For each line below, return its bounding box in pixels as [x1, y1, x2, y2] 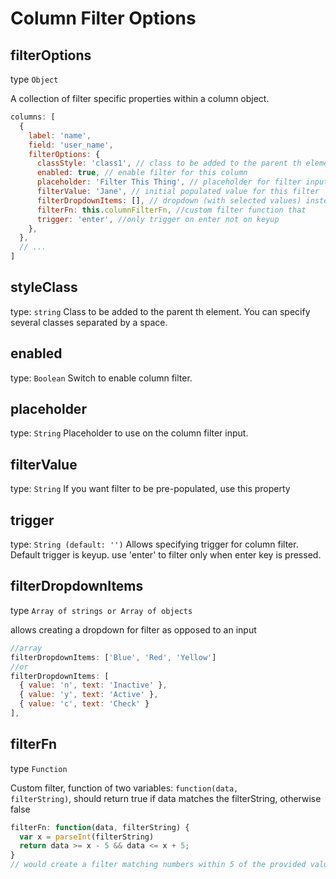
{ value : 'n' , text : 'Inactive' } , [19, 680, 168, 691]
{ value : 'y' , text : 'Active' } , [19, 690, 159, 700]
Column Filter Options [10, 7, 197, 30]
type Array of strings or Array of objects [10, 604, 193, 616]
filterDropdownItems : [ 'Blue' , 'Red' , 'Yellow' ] [10, 652, 217, 662]
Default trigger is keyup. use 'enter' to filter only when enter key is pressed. [10, 549, 322, 561]
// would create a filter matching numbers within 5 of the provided [10, 860, 307, 870]
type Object [10, 73, 59, 85]
